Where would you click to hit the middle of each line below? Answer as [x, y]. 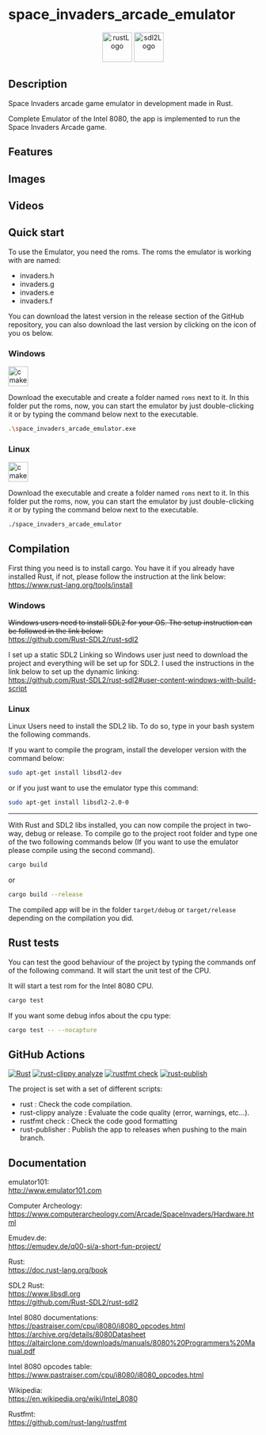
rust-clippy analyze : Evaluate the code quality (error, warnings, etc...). [135, 1113]
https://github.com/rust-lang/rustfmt [67, 1422]
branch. [32, 1138]
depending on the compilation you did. [71, 918]
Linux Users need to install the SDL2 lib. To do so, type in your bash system [131, 726]
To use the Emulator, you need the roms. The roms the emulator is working [130, 252]
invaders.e [37, 292]
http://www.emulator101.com [55, 1190]
